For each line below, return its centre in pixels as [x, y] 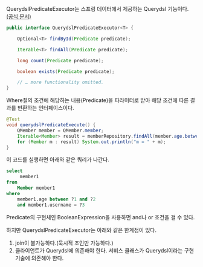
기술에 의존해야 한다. [39, 258]
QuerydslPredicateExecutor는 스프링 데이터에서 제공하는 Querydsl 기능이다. [98, 9]
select [14, 171]
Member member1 [36, 188]
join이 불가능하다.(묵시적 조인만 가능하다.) [64, 243]
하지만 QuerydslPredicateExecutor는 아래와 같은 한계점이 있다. [82, 230]
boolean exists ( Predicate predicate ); [66, 71]
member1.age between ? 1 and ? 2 [56, 199]
